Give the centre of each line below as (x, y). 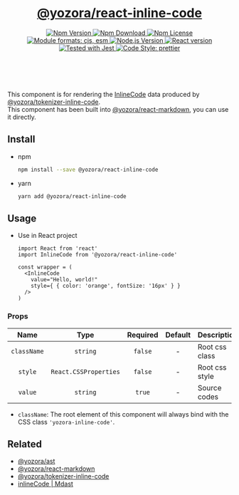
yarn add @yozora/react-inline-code (72, 196)
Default (178, 335)
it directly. (22, 117)
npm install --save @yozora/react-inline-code (88, 170)
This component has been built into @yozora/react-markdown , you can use (118, 109)
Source (209, 387)
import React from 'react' (58, 249)
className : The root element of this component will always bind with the (123, 414)
